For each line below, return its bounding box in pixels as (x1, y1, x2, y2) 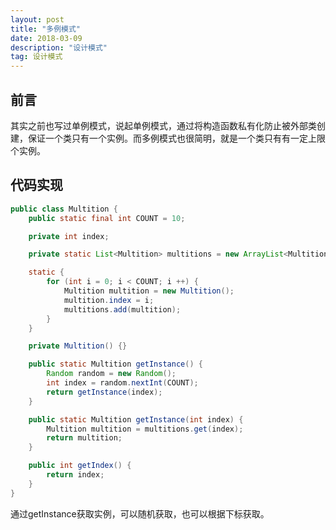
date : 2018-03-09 (10, 33, 83, 43)
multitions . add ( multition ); (63, 304, 182, 315)
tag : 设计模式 (10, 52, 63, 62)
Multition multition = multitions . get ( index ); (46, 424, 244, 434)
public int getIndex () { (28, 461, 132, 471)
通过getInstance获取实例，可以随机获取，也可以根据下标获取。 (10, 507, 270, 520)
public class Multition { (10, 204, 118, 214)
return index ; (46, 470, 105, 480)
